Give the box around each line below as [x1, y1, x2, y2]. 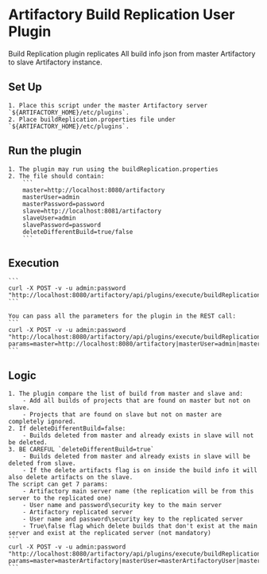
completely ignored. [8, 418, 77, 426]
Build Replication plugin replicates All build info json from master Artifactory [8, 49, 256, 58]
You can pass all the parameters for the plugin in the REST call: [8, 312, 237, 320]
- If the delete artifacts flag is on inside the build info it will [22, 467, 258, 474]
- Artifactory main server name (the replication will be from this [22, 487, 254, 495]
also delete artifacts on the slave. [8, 474, 133, 482]
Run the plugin [8, 144, 82, 158]
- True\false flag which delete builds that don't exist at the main [22, 522, 258, 530]
